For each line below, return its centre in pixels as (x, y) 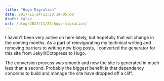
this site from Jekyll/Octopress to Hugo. (46, 53)
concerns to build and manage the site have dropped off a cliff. (69, 73)
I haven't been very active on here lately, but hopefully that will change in (80, 38)
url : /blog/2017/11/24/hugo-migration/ (46, 23)
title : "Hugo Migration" (31, 10)
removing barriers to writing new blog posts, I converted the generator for (80, 48)
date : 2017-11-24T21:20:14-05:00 (40, 14)
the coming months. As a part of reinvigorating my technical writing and (78, 43)
